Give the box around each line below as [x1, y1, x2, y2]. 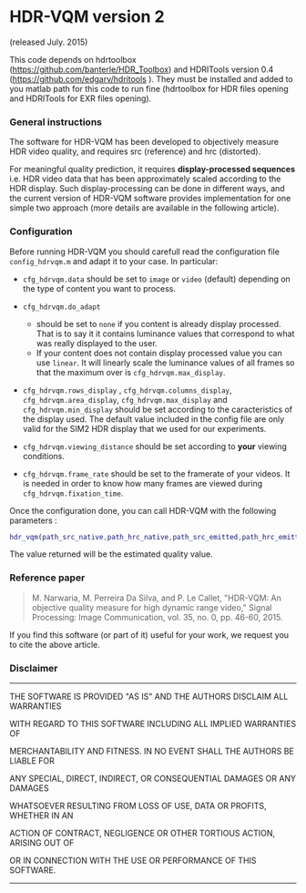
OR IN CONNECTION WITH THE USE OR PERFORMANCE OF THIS [9, 855, 257, 866]
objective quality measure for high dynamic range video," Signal [31, 601, 272, 612]
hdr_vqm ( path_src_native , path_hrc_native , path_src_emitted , [9, 532, 243, 541]
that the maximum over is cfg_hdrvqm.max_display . [36, 366, 226, 377]
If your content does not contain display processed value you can [36, 347, 282, 358]
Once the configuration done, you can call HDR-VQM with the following [9, 505, 277, 516]
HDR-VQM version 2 [9, 6, 166, 27]
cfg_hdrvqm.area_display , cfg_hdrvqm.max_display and [22, 394, 228, 405]
